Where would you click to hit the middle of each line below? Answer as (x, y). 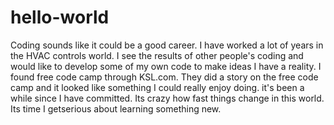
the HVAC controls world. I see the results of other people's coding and (157, 55)
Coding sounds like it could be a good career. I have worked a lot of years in (167, 45)
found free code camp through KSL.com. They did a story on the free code (164, 77)
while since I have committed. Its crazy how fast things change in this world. (167, 98)
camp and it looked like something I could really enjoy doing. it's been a (157, 87)
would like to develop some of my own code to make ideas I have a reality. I (166, 66)
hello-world (60, 17)
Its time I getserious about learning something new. (116, 108)
